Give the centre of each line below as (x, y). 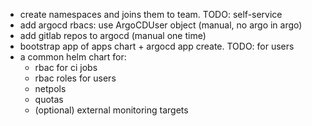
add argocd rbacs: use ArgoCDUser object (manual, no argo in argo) (161, 25)
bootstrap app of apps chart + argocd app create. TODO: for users (157, 46)
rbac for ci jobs (66, 67)
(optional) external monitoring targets (111, 110)
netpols (50, 88)
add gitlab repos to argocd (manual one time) (113, 35)
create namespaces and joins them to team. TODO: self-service (151, 14)
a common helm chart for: (73, 57)
